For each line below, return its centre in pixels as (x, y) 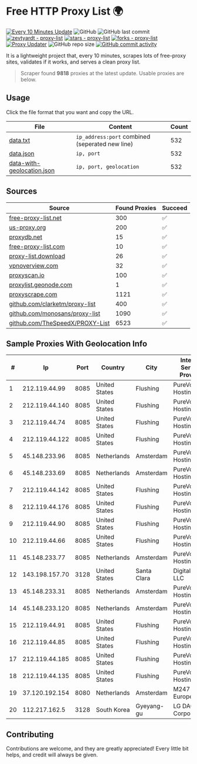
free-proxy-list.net (35, 218)
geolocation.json (32, 170)
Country (113, 368)
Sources (22, 191)
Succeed (175, 208)
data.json (22, 154)
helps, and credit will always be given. (52, 755)
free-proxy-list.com (37, 246)
